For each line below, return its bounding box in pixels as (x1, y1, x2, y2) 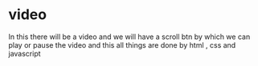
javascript (8, 49, 42, 58)
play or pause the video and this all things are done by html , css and (8, 40, 236, 49)
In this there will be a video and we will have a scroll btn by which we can (8, 32, 251, 41)
